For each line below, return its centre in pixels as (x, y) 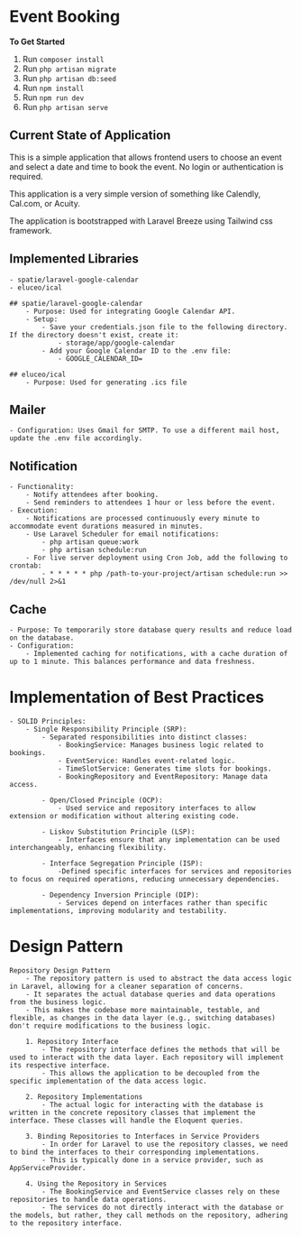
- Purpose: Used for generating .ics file (106, 382)
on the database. (42, 638)
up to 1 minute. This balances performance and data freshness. (132, 661)
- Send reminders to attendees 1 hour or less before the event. (151, 503)
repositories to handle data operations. (88, 1199)
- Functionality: (42, 487)
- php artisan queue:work (91, 542)
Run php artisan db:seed (69, 78)
